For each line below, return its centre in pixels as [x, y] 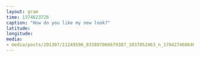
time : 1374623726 [28, 17]
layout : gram [22, 12]
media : [14, 39]
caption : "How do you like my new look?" [58, 23]
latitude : [18, 28]
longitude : [20, 34]
